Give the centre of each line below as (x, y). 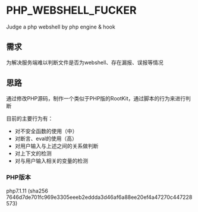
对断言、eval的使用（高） (46, 138)
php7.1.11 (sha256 (27, 191)
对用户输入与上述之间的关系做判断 (56, 145)
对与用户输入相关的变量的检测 (51, 160)
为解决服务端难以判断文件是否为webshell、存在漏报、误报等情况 (85, 62)
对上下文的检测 (33, 153)
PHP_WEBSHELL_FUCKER (71, 10)
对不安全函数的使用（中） (46, 131)
